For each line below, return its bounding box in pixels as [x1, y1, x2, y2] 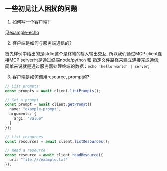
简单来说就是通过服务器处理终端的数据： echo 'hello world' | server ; [5, 63, 150, 69]
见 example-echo [5, 29, 40, 35]
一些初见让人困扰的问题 [5, 4, 77, 13]
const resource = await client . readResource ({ [5, 153, 103, 158]
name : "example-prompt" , [9, 107, 61, 112]
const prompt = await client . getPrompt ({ [5, 102, 92, 107]
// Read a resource [5, 148, 46, 153]
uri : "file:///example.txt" [9, 157, 68, 162]
